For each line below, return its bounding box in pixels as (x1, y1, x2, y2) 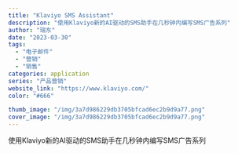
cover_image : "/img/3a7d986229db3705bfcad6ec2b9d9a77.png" (8, 113, 206, 122)
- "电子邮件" (15, 48, 53, 56)
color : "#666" (8, 92, 55, 100)
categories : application (8, 70, 90, 78)
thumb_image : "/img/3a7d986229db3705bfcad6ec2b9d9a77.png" (8, 106, 206, 114)
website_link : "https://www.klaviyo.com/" (8, 84, 149, 93)
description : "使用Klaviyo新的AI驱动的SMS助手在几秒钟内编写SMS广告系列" (8, 19, 231, 27)
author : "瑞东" (8, 26, 56, 34)
